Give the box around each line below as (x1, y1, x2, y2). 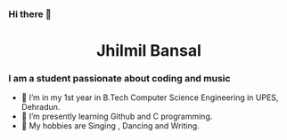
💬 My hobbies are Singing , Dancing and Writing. (20, 121, 200, 131)
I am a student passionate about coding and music (8, 73, 231, 85)
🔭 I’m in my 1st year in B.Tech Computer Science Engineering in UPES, (20, 92, 279, 103)
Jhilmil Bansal (95, 41, 202, 61)
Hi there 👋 (8, 8, 53, 20)
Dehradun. (20, 102, 61, 113)
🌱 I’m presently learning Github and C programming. (20, 111, 213, 122)
